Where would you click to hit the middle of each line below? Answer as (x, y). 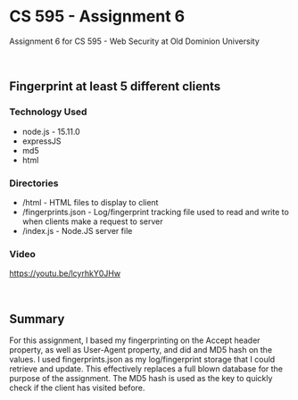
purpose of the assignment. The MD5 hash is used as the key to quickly (141, 379)
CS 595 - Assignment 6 (97, 17)
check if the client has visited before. (77, 388)
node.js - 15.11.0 (51, 131)
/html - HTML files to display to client (90, 202)
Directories (34, 183)
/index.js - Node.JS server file (77, 230)
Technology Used (48, 112)
